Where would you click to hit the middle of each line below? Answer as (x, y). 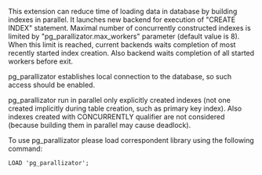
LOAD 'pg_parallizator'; (49, 163)
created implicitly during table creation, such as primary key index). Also (125, 108)
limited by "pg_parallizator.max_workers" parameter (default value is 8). (124, 36)
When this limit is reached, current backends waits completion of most (122, 45)
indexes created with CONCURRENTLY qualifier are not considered (116, 117)
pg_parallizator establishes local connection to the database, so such (120, 77)
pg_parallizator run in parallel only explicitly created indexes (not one (120, 100)
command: (25, 149)
